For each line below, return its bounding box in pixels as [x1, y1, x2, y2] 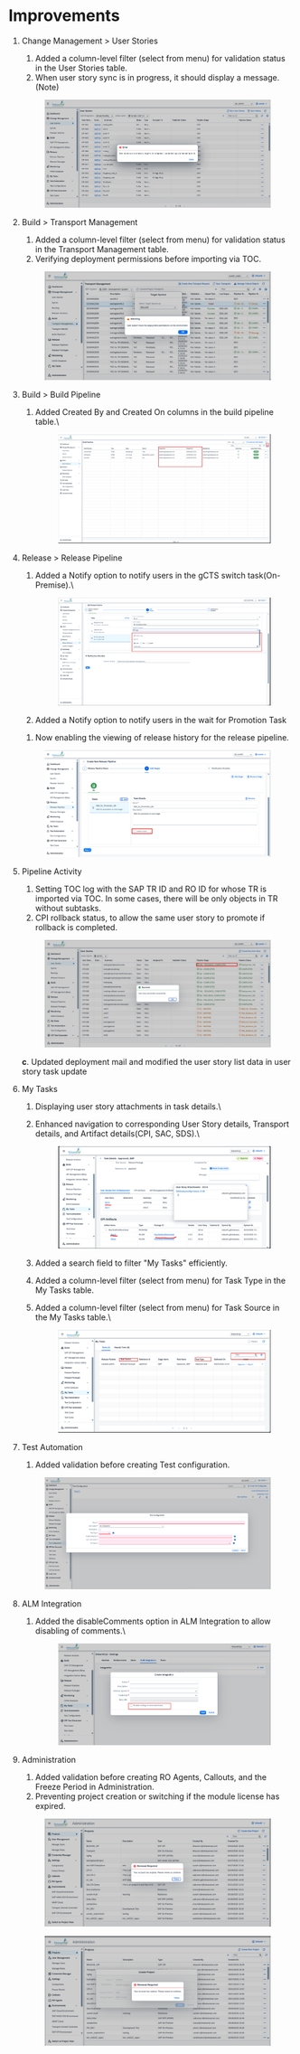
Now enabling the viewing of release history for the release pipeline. [34, 731, 290, 742]
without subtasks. [34, 903, 101, 914]
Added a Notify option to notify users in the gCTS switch [34, 570, 246, 580]
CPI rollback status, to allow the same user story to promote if [34, 912, 266, 923]
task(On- [247, 570, 281, 580]
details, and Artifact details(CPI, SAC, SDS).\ [34, 1128, 201, 1139]
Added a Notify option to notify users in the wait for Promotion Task [34, 714, 286, 725]
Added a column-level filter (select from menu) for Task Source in [34, 1303, 280, 1314]
